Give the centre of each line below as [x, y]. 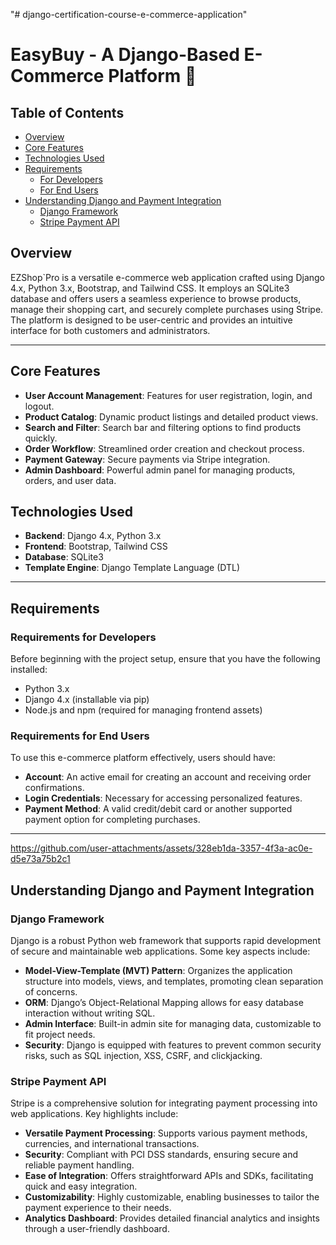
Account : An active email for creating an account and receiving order [168, 777]
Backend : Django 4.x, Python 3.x [93, 536]
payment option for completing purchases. [112, 820]
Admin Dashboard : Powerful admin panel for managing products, [160, 470]
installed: [29, 670]
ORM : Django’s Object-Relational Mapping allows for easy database [164, 1003]
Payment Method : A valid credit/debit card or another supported [158, 809]
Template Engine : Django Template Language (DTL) [132, 568]
